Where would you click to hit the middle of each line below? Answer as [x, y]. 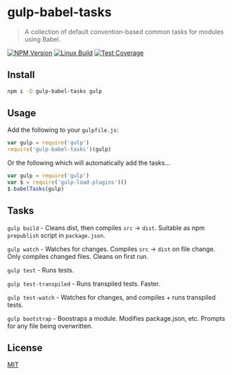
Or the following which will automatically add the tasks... [89, 163]
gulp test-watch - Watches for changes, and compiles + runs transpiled [111, 297]
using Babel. [43, 39]
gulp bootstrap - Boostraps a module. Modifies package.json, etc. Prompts [116, 318]
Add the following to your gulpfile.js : [63, 130]
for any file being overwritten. [50, 326]
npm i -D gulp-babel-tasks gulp [54, 91]
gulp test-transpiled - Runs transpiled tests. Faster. [84, 284]
